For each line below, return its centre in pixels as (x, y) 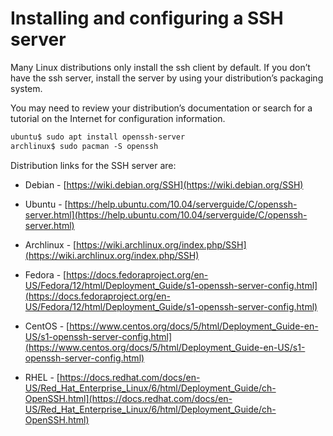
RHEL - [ (42, 377)
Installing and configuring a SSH (147, 18)
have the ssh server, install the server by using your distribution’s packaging (167, 78)
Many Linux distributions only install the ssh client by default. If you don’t (160, 67)
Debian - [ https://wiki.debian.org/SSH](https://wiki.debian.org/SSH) (164, 184)
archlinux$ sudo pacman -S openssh (84, 146)
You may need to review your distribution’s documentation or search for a (161, 108)
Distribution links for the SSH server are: (93, 165)
